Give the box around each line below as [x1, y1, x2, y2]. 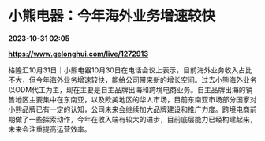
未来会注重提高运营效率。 [8, 124, 91, 134]
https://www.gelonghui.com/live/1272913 [8, 49, 148, 58]
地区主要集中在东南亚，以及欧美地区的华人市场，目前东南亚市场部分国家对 [14, 95, 257, 104]
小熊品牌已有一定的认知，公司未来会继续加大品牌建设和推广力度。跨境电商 [8, 104, 250, 114]
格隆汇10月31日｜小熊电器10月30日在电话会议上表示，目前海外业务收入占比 [8, 65, 252, 75]
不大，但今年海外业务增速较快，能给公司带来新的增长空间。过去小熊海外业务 [8, 75, 257, 84]
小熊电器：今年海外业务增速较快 [8, 7, 216, 25]
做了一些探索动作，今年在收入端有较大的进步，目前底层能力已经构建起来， [14, 114, 257, 124]
